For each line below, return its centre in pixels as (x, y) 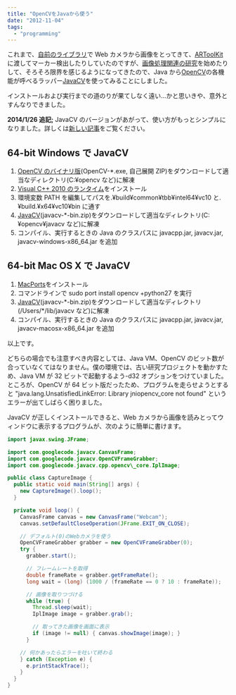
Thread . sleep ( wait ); (63, 608)
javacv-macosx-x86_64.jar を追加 (66, 328)
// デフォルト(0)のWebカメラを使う (65, 536)
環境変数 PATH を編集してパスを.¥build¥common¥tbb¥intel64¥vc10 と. (119, 197)
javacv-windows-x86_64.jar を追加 (67, 242)
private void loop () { (47, 510)
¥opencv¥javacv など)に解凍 (58, 224)
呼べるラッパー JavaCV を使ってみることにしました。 (95, 81)
